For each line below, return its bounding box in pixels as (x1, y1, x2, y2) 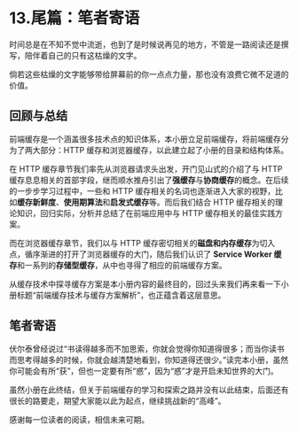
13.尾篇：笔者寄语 (9, 8, 140, 28)
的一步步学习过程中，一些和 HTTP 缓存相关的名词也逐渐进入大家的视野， (9, 185, 276, 196)
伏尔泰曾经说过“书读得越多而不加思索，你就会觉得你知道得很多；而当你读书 (9, 343, 286, 354)
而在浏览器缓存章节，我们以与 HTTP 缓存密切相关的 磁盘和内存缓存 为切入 (9, 237, 276, 248)
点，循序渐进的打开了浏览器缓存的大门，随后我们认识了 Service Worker (9, 249, 272, 259)
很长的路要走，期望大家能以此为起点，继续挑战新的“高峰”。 (9, 395, 226, 406)
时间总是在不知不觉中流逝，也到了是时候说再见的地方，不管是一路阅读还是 (9, 39, 281, 50)
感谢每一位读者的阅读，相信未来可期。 (9, 414, 149, 425)
